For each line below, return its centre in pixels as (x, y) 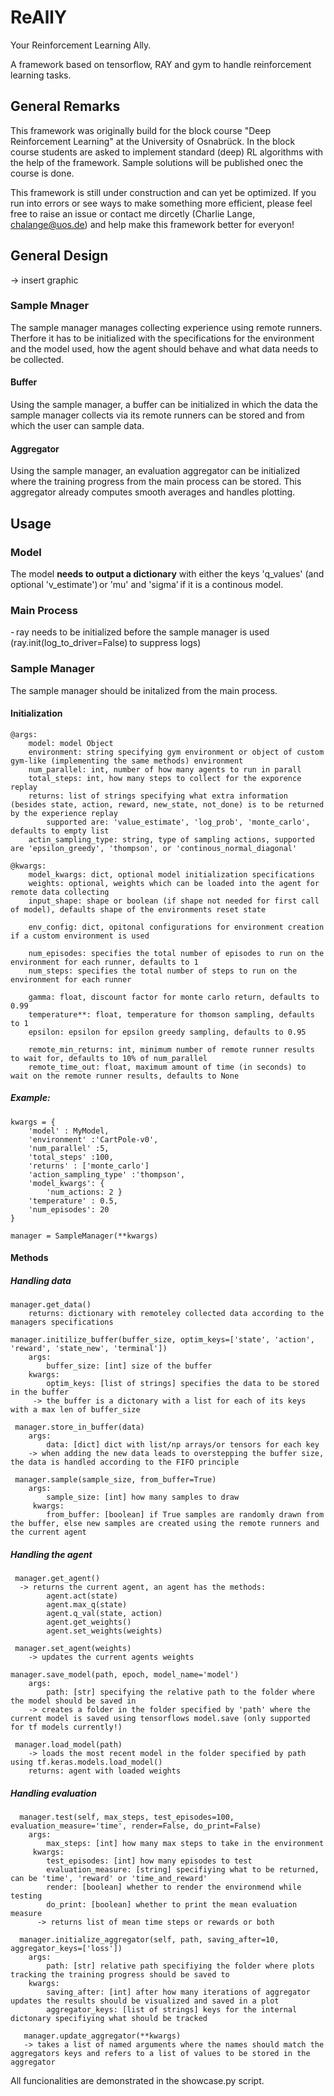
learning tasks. (41, 75)
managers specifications (62, 1322)
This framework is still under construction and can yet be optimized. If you (163, 192)
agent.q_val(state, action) (104, 1614)
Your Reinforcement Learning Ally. (81, 45)
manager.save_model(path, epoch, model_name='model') (125, 1675)
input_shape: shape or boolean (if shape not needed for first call (174, 901)
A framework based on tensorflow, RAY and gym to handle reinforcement (161, 64)
